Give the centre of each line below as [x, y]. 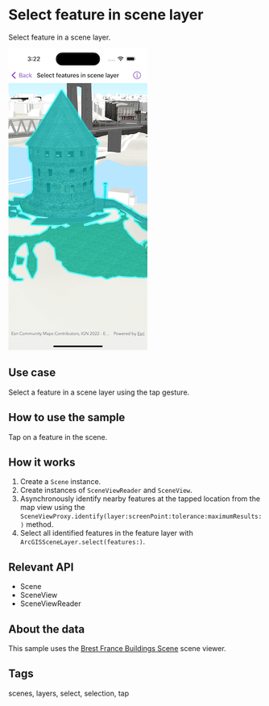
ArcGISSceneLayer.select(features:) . [83, 541]
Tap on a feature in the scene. [58, 437]
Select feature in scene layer [106, 15]
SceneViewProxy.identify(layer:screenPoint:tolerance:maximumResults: [141, 517]
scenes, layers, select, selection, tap [69, 693]
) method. [37, 524]
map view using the [52, 508]
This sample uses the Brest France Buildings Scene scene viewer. [118, 648]
